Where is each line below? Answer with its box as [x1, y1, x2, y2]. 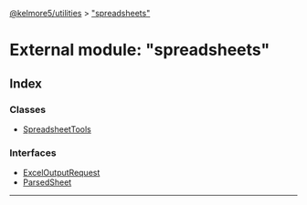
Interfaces [9, 146, 57, 159]
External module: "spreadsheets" [9, 40, 270, 60]
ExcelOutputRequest [22, 168, 101, 179]
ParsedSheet [22, 177, 72, 188]
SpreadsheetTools [22, 123, 91, 135]
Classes [9, 103, 47, 116]
